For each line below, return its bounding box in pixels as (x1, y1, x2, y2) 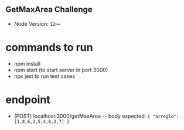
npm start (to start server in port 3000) (13, 66, 108, 73)
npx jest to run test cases (13, 73, 76, 80)
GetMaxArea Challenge (5, 5, 93, 15)
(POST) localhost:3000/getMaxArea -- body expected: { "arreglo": (13, 112, 179, 119)
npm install (13, 60, 41, 67)
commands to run (5, 41, 93, 54)
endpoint (5, 93, 50, 106)
